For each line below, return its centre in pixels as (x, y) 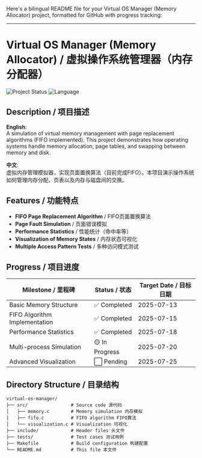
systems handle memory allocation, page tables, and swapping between (96, 146)
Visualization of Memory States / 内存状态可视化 (76, 239)
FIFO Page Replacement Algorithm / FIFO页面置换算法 (83, 216)
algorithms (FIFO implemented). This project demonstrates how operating (97, 139)
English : (17, 127)
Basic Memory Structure (44, 305)
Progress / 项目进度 (43, 267)
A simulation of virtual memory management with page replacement (90, 133)
